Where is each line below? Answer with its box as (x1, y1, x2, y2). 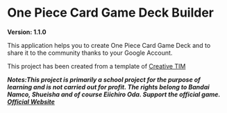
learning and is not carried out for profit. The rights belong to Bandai (7, 82, 210, 91)
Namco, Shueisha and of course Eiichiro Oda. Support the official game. (7, 90, 221, 98)
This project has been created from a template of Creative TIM (7, 62, 186, 70)
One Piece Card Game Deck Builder (7, 5, 214, 21)
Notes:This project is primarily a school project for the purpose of (7, 75, 201, 84)
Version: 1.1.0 (7, 28, 47, 36)
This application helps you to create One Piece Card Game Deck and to (7, 41, 211, 49)
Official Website (7, 97, 56, 105)
